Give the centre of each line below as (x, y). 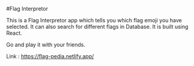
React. (14, 33)
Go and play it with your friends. (46, 45)
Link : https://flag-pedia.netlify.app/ (50, 56)
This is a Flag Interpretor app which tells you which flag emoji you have (94, 20)
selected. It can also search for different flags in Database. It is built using (97, 27)
